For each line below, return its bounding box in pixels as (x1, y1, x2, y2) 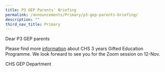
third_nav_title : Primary (5, 21, 60, 27)
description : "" (5, 17, 40, 22)
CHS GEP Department (5, 61, 52, 67)
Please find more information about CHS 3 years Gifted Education (5, 45, 144, 52)
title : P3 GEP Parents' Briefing (5, 7, 77, 13)
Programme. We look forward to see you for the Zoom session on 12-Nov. (5, 51, 160, 57)
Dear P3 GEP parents (5, 36, 50, 42)
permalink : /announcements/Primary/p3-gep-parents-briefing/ (5, 12, 138, 17)
